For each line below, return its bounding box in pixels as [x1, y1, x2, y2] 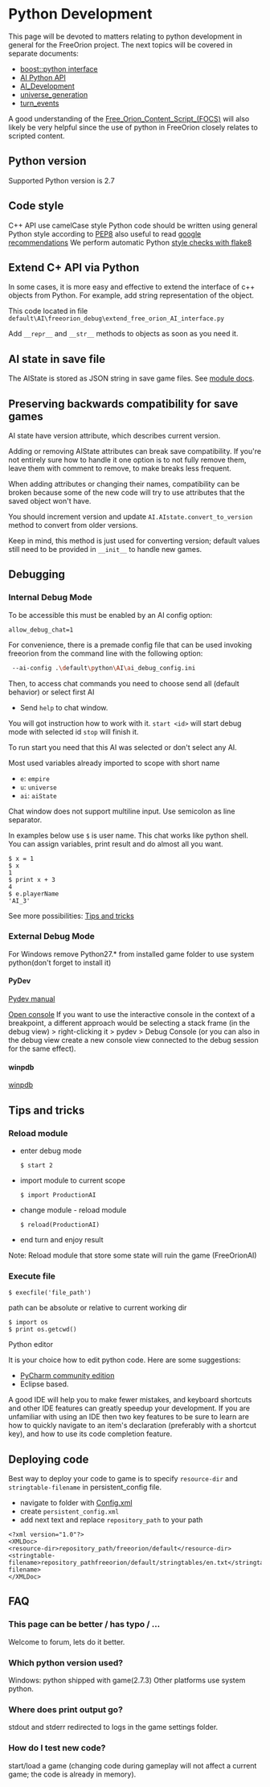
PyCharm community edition [19, 1371, 115, 1381]
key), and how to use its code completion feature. [8, 1429, 173, 1439]
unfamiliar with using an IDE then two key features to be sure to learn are [8, 1412, 249, 1422]
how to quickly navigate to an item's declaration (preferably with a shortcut [8, 1421, 257, 1431]
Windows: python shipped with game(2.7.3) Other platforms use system [8, 1675, 246, 1686]
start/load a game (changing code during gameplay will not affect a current [8, 1760, 257, 1770]
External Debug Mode [8, 931, 95, 942]
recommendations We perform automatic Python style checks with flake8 [8, 237, 252, 247]
